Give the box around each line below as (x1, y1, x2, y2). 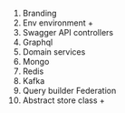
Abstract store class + (22, 95, 106, 106)
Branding (22, 8, 57, 18)
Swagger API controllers (22, 27, 114, 37)
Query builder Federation (22, 86, 117, 96)
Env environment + (22, 17, 93, 28)
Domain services (22, 46, 86, 57)
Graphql (22, 36, 53, 47)
